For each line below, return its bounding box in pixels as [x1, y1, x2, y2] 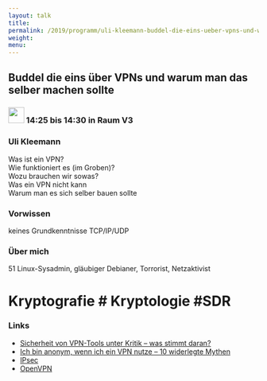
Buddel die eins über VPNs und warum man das [8, 71, 249, 84]
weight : [8, 33, 34, 42]
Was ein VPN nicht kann [8, 180, 87, 189]
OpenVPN [19, 364, 52, 373]
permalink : [8, 26, 44, 34]
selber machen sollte [8, 83, 114, 96]
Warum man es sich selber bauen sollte [8, 188, 137, 197]
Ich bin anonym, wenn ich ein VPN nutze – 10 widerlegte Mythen [19, 347, 230, 356]
